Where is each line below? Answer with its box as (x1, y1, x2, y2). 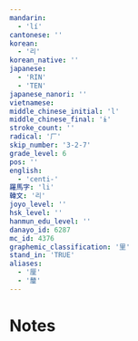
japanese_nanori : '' (9, 89, 88, 98)
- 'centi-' (17, 174, 59, 183)
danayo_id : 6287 (9, 225, 71, 234)
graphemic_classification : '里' (9, 243, 131, 252)
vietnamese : (9, 98, 54, 108)
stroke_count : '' (9, 124, 75, 133)
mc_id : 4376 (9, 233, 54, 243)
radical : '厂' (9, 132, 62, 141)
